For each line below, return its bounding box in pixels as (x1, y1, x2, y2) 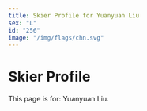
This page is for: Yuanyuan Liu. (8, 94, 109, 104)
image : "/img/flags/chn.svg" (8, 33, 104, 42)
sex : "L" (8, 19, 37, 27)
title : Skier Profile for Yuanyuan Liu (8, 11, 140, 20)
